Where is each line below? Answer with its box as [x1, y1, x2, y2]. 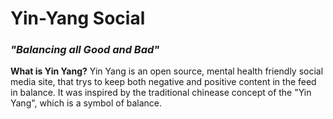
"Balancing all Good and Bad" [10, 43, 160, 57]
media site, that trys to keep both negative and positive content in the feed [10, 76, 317, 88]
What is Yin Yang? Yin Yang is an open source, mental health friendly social [10, 65, 324, 77]
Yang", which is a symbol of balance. [10, 97, 163, 109]
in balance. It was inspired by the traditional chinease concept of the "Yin [10, 87, 312, 99]
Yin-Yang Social [10, 7, 146, 30]
